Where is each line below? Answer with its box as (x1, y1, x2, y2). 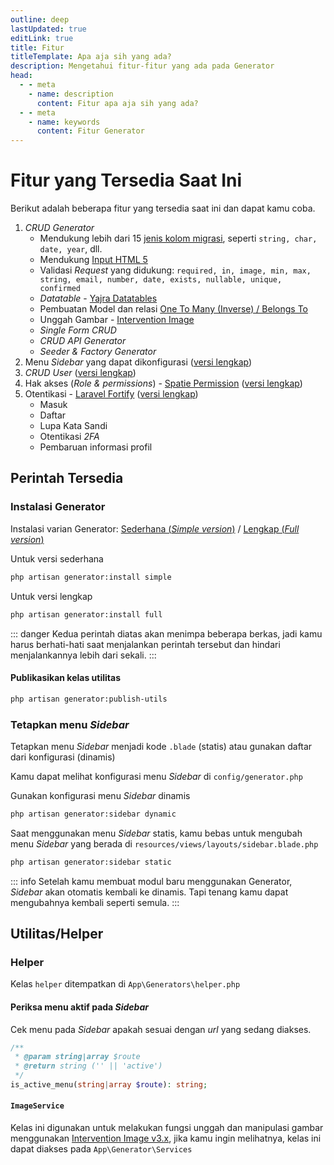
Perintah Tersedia (10, 470, 124, 487)
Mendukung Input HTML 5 (39, 254, 148, 266)
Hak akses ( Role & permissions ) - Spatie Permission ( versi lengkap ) (24, 377, 303, 390)
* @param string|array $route (14, 1052, 141, 1062)
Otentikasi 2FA (39, 431, 100, 443)
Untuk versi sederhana (10, 552, 104, 565)
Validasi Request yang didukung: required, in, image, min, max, (39, 264, 312, 276)
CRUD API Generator (39, 335, 127, 347)
